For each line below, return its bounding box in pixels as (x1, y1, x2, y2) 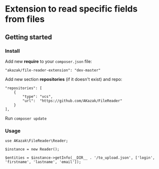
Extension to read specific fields (5, 3, 138, 15)
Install (5, 47, 20, 54)
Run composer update (5, 115, 47, 121)
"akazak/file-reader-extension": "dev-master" (5, 68, 101, 73)
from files (5, 14, 45, 25)
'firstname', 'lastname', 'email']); (5, 160, 81, 165)
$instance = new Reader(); (5, 147, 60, 152)
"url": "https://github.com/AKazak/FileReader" (22, 98, 123, 103)
